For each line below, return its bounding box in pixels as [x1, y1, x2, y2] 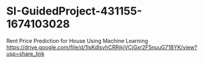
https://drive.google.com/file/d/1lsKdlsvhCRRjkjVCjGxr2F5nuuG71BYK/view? [6, 44, 198, 51]
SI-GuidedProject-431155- [6, 4, 142, 18]
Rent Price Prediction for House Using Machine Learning [6, 37, 148, 44]
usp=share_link [6, 50, 44, 57]
